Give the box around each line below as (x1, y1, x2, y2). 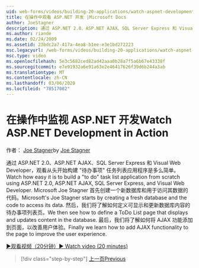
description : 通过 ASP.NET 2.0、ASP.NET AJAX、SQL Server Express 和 (6, 25, 177, 31)
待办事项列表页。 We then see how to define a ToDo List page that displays (6, 209, 188, 216)
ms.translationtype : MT (6, 69, 65, 75)
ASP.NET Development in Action (6, 126, 169, 140)
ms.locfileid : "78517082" (6, 86, 70, 92)
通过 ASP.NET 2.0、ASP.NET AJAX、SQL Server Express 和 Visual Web (6, 159, 181, 166)
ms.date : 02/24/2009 (6, 36, 57, 42)
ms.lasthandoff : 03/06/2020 (6, 81, 76, 87)
